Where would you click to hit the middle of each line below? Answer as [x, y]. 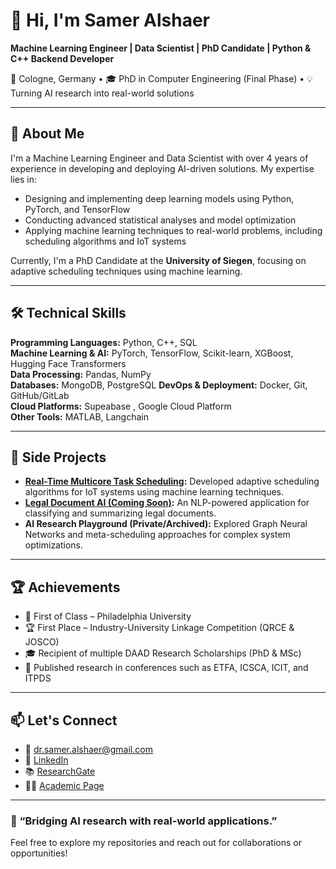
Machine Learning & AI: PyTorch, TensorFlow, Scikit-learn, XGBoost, [152, 353]
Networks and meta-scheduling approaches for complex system [157, 535]
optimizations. [54, 545]
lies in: [23, 179]
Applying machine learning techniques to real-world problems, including [173, 230]
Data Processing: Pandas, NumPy [81, 374]
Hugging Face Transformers [68, 363]
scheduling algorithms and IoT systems [105, 241]
